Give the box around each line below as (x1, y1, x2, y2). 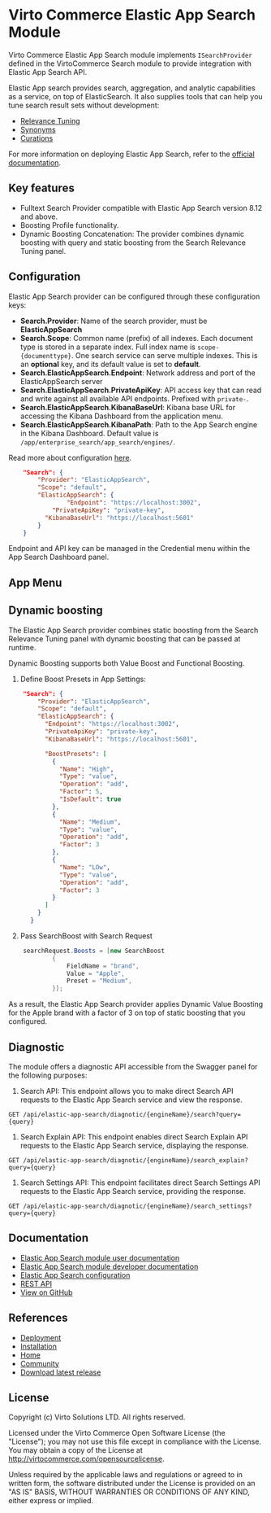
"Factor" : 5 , (59, 788, 104, 796)
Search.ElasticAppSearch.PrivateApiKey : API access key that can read (19, 385, 262, 395)
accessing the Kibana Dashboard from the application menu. (19, 411, 223, 421)
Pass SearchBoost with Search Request (19, 930, 153, 941)
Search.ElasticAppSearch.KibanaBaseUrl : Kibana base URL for (19, 402, 236, 412)
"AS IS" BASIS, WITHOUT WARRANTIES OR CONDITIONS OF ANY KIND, (8, 1487, 250, 1497)
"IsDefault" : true (59, 795, 122, 803)
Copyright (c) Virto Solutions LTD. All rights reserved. (8, 1412, 186, 1422)
